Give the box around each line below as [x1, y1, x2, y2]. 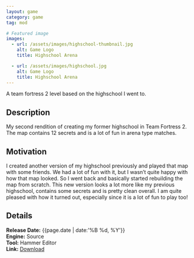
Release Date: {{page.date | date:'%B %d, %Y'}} [6, 226, 126, 234]
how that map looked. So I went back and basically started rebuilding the [6, 175, 183, 182]
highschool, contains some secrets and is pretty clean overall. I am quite [6, 188, 182, 194]
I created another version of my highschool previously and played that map [6, 162, 189, 169]
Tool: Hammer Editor [6, 239, 57, 246]
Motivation [6, 146, 47, 157]
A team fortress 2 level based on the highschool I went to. [6, 90, 146, 98]
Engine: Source [6, 233, 44, 240]
